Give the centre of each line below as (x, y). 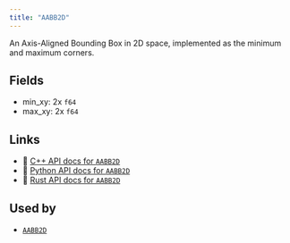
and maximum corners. (52, 52)
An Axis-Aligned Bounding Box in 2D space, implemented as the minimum (145, 43)
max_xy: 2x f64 (50, 112)
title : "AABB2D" (39, 17)
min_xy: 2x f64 (49, 102)
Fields (27, 81)
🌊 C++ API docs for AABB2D (71, 161)
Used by (33, 208)
